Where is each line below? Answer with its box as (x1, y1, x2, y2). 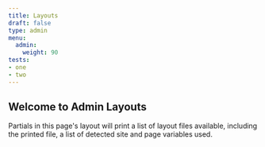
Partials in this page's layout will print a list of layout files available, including (8, 121, 258, 131)
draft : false (8, 19, 52, 27)
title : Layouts (8, 11, 59, 20)
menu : (8, 33, 26, 42)
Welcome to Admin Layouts (8, 100, 147, 114)
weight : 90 (22, 48, 59, 56)
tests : (8, 56, 30, 64)
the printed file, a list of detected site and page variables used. (8, 130, 213, 139)
